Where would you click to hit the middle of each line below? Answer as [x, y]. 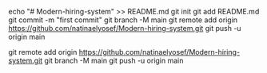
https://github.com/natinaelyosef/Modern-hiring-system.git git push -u [125, 28]
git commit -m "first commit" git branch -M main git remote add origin [123, 20]
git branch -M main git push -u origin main [114, 60]
